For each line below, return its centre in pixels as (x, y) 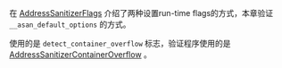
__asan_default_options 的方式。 (70, 24)
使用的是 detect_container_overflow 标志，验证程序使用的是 (120, 43)
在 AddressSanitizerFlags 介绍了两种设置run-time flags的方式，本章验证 (141, 13)
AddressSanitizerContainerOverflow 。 (80, 55)
